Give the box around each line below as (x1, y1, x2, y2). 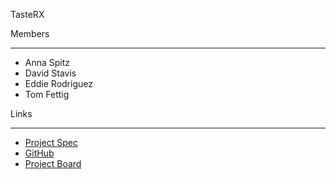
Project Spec (24, 137, 78, 148)
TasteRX (10, 9, 45, 20)
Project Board (24, 158, 82, 169)
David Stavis (24, 67, 77, 79)
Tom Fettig (24, 89, 70, 100)
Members (10, 28, 50, 39)
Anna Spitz (24, 57, 71, 68)
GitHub (24, 147, 55, 159)
